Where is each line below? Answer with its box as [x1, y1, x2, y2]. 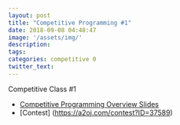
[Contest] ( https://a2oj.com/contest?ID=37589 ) [19, 108, 173, 117]
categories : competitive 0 [8, 56, 97, 64]
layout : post [8, 11, 51, 20]
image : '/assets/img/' [8, 33, 83, 42]
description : [8, 41, 51, 49]
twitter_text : [8, 63, 55, 71]
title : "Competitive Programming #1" [8, 19, 132, 27]
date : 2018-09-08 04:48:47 [8, 26, 97, 34]
